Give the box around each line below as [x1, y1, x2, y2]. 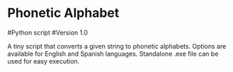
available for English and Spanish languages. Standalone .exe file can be [7, 49, 219, 58]
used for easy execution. [7, 56, 80, 65]
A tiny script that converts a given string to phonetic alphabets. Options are [7, 42, 227, 50]
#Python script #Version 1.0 [7, 28, 89, 37]
